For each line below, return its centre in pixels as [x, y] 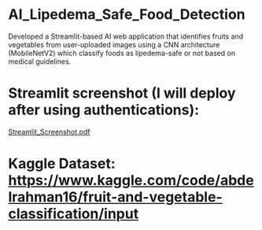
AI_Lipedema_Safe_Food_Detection [127, 15]
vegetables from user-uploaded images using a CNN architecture [114, 44]
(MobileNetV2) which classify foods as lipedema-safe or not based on [122, 53]
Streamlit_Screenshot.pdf [49, 132]
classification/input [74, 214]
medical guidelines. [40, 61]
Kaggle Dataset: [62, 164]
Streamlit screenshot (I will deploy [122, 93]
